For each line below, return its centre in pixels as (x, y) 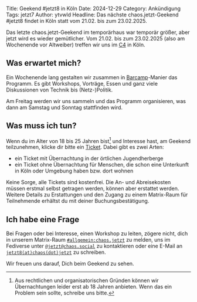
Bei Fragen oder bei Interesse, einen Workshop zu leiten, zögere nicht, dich (97, 233)
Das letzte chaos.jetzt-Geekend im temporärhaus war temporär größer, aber (98, 32)
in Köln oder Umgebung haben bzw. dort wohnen (74, 171)
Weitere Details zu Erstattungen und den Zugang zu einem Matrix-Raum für (97, 195)
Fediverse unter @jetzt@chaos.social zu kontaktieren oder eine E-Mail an (94, 246)
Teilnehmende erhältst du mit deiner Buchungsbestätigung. (78, 201)
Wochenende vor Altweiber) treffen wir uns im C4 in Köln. (76, 45)
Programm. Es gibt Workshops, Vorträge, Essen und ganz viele (82, 83)
